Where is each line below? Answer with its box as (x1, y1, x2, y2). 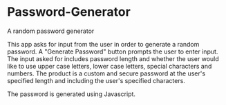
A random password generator (7, 27, 95, 35)
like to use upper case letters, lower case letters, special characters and (7, 62, 212, 70)
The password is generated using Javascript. (7, 90, 136, 98)
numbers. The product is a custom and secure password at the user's (7, 69, 206, 78)
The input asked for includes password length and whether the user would (7, 54, 219, 62)
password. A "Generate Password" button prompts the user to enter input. (7, 47, 218, 56)
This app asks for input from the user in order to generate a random (7, 40, 200, 48)
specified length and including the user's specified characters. (7, 76, 185, 84)
